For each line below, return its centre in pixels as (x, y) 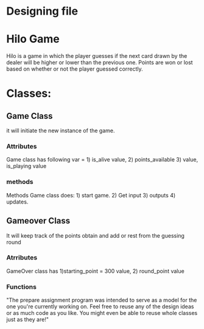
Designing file (42, 11)
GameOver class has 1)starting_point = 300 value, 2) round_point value (95, 271)
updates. (17, 202)
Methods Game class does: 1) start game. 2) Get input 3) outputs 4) (91, 195)
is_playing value (26, 166)
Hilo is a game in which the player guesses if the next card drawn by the (97, 56)
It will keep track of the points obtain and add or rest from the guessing (95, 235)
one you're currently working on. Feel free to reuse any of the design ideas (100, 306)
